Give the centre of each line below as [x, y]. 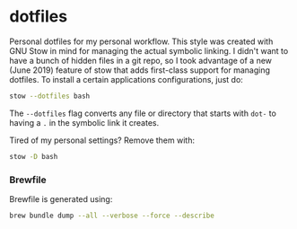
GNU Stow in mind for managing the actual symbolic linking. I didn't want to [149, 50]
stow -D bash [34, 156]
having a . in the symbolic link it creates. [84, 122]
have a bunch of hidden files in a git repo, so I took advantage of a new [140, 60]
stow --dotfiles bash [50, 96]
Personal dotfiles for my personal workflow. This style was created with [141, 41]
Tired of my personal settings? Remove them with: [102, 140]
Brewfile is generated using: [61, 198]
